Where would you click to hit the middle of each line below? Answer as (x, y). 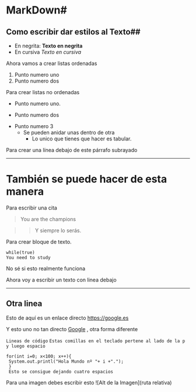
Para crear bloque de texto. (39, 242)
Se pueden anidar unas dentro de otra (69, 133)
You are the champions (48, 219)
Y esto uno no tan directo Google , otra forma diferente (72, 329)
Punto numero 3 (34, 126)
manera (25, 192)
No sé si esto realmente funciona (46, 268)
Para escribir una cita (32, 208)
